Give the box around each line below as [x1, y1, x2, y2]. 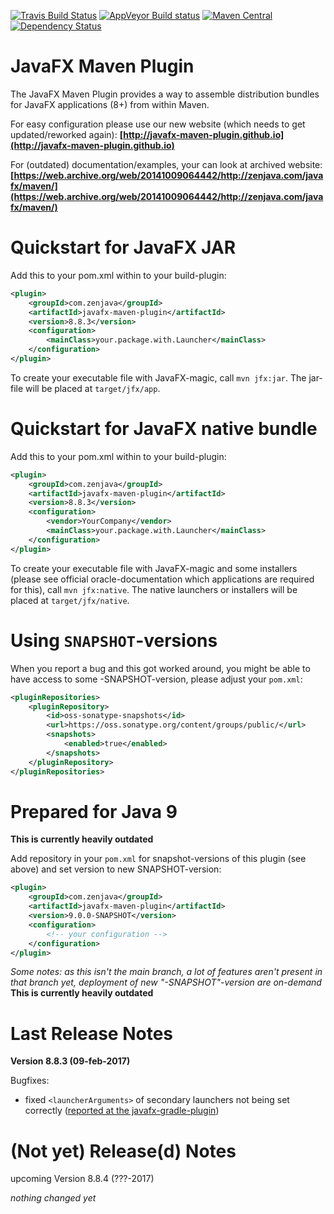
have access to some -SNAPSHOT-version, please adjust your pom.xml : [10, 673, 303, 685]
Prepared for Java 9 [10, 800, 178, 823]
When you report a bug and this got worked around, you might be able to [10, 662, 311, 674]
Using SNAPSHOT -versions [10, 629, 218, 652]
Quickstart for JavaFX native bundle [10, 418, 318, 440]
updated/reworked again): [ [10, 128, 124, 140]
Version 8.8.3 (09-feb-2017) [10, 1055, 131, 1067]
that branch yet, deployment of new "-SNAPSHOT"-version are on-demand [10, 976, 322, 989]
